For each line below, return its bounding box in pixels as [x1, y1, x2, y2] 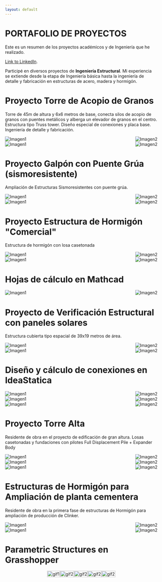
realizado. [5, 49, 25, 55]
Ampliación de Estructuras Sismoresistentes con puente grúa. [5, 185, 128, 190]
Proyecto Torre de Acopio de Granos [5, 95, 154, 106]
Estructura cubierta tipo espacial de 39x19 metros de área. [5, 333, 122, 339]
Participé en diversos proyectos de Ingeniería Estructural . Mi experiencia [5, 68, 152, 74]
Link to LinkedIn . [5, 59, 38, 64]
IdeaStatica [5, 375, 52, 386]
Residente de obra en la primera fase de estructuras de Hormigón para [5, 507, 146, 514]
